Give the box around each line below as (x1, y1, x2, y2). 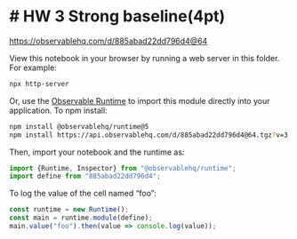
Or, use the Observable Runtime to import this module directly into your (9, 95, 270, 106)
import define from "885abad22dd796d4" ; (9, 171, 162, 181)
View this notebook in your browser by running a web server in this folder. (9, 52, 280, 63)
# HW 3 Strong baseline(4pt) (9, 6, 226, 27)
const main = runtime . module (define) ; (9, 213, 153, 223)
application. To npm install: (9, 105, 108, 116)
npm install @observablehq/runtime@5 (9, 122, 149, 131)
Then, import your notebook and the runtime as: (9, 147, 185, 157)
